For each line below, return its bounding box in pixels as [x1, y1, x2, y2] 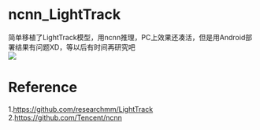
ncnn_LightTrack [8, 6, 121, 24]
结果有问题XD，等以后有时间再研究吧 [14, 42, 136, 52]
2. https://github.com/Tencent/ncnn [8, 113, 122, 122]
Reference [8, 79, 77, 96]
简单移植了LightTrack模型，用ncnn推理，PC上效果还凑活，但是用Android [8, 32, 246, 42]
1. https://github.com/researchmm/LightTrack [8, 104, 154, 113]
